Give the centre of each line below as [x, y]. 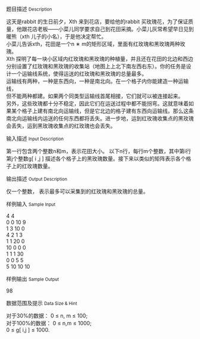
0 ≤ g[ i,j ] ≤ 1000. [28, 330]
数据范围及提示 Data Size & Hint [42, 303]
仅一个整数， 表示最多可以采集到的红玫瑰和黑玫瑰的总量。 [77, 191]
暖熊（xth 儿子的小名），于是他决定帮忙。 [57, 36]
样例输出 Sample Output [33, 279]
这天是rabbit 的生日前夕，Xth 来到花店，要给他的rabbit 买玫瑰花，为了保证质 [100, 21]
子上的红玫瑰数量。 [30, 166]
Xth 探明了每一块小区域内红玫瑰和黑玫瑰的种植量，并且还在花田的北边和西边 [100, 59]
